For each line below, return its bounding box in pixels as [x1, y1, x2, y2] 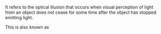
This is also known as [5, 24, 49, 30]
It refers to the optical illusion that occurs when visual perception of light [5, 4, 154, 10]
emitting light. [5, 15, 33, 20]
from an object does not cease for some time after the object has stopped [5, 9, 157, 15]
